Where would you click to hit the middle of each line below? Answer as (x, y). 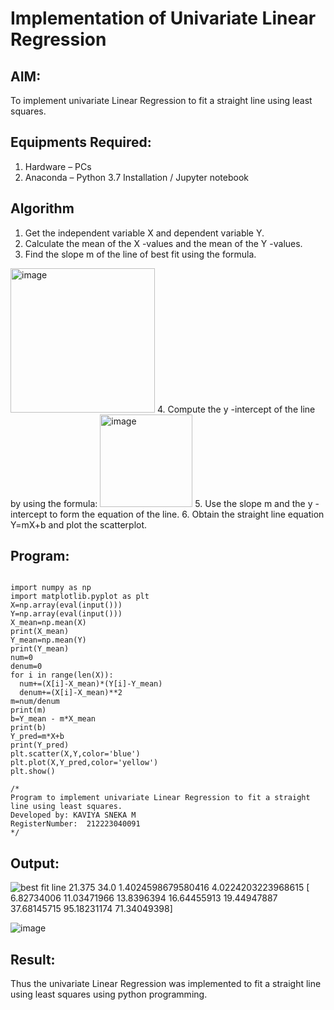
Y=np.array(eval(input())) (66, 614)
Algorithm (42, 208)
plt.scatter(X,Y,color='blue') (75, 754)
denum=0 (26, 667)
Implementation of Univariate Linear (163, 18)
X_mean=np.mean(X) (48, 623)
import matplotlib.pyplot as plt (80, 597)
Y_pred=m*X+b (37, 737)
